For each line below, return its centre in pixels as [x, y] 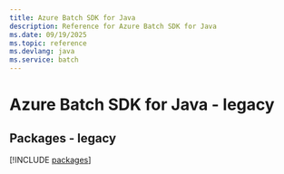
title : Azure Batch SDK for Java [73, 18]
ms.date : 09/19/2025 [49, 34]
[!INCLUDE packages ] [50, 160]
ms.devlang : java [42, 52]
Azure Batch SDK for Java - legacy [142, 105]
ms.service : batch [44, 60]
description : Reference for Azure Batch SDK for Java [113, 26]
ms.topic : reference [49, 43]
